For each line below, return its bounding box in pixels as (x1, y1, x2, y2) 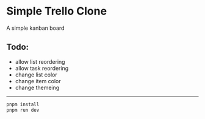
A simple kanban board (6, 24, 65, 32)
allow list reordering (15, 58, 65, 65)
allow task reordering (15, 64, 69, 72)
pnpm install (6, 101, 40, 107)
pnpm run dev (6, 107, 40, 113)
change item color (15, 77, 61, 84)
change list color (15, 71, 58, 78)
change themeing (15, 84, 60, 91)
